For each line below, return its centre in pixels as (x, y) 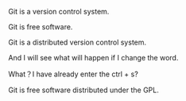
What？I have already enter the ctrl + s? (74, 74)
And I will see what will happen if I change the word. (93, 58)
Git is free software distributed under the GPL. (83, 90)
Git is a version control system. (59, 12)
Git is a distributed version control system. (77, 42)
